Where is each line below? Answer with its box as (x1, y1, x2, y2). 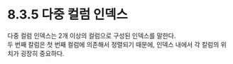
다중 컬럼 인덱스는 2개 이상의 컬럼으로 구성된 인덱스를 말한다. (7, 31, 176, 40)
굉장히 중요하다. (20, 49, 65, 58)
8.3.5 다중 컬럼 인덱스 (7, 6, 128, 23)
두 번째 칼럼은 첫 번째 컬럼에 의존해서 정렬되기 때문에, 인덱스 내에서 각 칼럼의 (7, 40, 220, 48)
